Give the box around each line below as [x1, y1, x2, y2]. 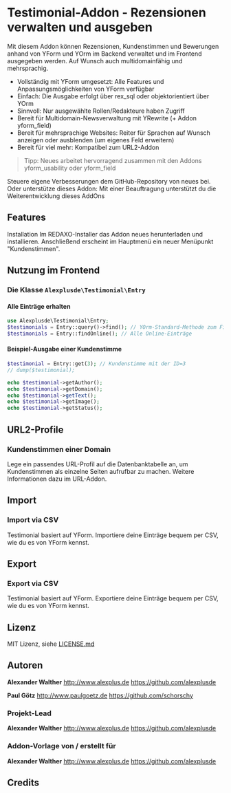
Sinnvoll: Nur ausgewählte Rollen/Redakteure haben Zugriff [16, 107, 185, 115]
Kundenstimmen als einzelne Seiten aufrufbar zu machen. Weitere [7, 467, 195, 475]
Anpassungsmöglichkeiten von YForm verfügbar [16, 85, 155, 93]
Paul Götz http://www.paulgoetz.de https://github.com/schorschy [7, 691, 194, 699]
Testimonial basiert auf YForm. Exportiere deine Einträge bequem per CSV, [7, 594, 219, 602]
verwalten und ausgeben [7, 19, 153, 35]
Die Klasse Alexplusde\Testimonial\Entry [7, 285, 146, 295]
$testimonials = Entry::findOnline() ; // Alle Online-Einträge [7, 330, 192, 338]
